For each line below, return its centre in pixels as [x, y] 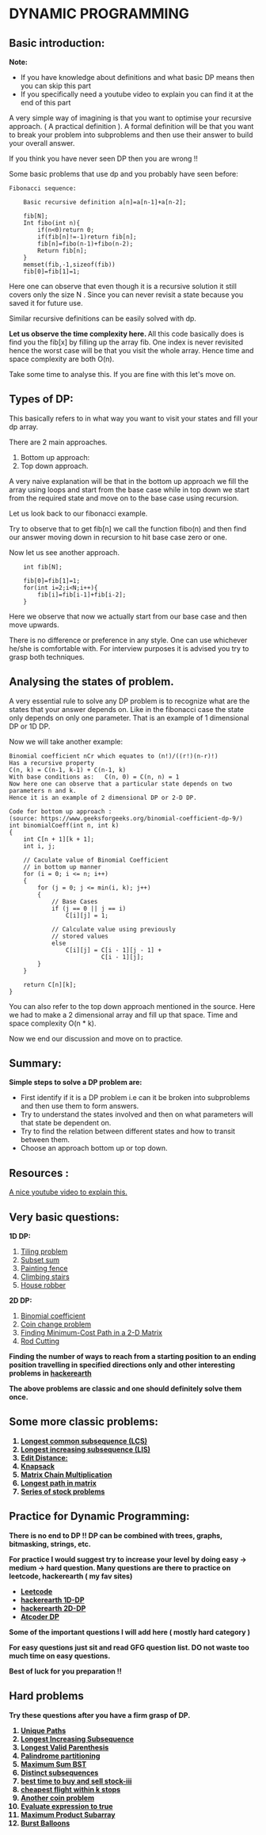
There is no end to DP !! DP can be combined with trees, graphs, [116, 1535]
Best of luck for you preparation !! [65, 1671]
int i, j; [40, 846]
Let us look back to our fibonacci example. [78, 513]
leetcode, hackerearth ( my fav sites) [71, 1576]
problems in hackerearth [50, 1373]
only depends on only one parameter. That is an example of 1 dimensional [129, 718]
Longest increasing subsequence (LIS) [85, 1449]
